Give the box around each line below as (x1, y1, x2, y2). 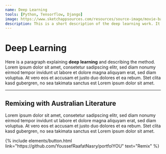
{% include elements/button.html (5, 138, 73, 144)
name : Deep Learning (5, 7, 48, 12)
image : (5, 16, 19, 21)
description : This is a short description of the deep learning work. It (5, 21, 161, 26)
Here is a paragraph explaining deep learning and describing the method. (5, 59, 156, 65)
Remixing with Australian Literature (5, 99, 117, 107)
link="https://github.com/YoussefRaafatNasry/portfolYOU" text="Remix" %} (5, 143, 160, 149)
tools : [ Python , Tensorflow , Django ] (5, 12, 83, 17)
